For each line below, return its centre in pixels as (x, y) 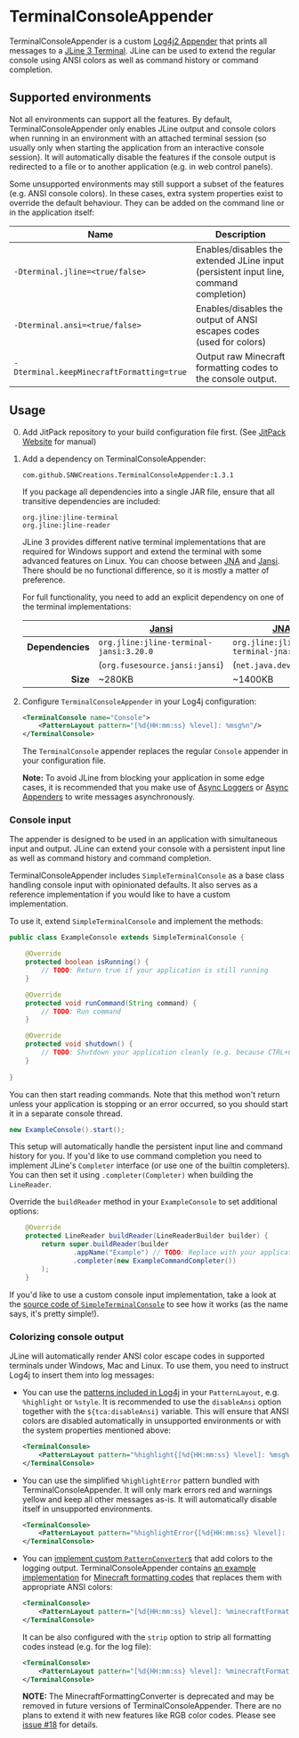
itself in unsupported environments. (87, 1509)
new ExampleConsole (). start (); (67, 1130)
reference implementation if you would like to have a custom (120, 895)
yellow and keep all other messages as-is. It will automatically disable (149, 1499)
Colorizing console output (67, 1337)
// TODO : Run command (81, 1011)
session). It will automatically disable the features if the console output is (142, 157)
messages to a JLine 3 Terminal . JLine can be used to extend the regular (143, 50)
